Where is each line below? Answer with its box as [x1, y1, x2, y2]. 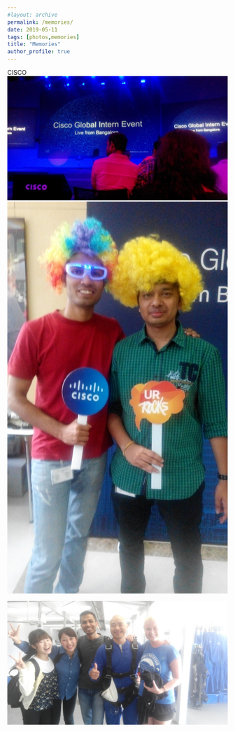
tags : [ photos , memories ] [7, 34, 80, 41]
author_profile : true [7, 48, 71, 55]
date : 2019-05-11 [7, 26, 58, 33]
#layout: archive [7, 11, 58, 18]
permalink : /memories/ [7, 18, 73, 26]
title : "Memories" [7, 41, 61, 48]
